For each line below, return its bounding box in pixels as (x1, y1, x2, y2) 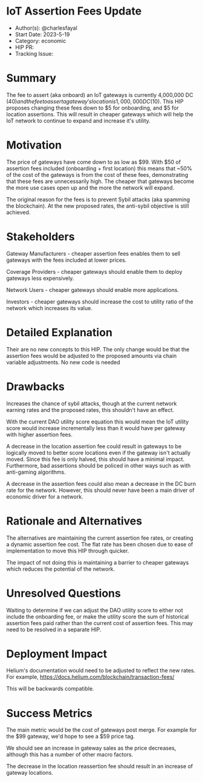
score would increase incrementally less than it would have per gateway (6, 424, 186, 431)
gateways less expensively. (6, 274, 74, 282)
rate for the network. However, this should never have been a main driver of (6, 486, 195, 494)
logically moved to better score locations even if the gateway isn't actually (6, 449, 191, 456)
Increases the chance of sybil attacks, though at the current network (6, 400, 177, 407)
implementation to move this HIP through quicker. (6, 547, 129, 554)
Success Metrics (6, 706, 92, 720)
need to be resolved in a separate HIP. (6, 626, 101, 633)
